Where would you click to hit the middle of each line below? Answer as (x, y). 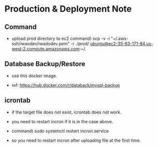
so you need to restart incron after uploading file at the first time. (76, 140)
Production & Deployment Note (68, 9)
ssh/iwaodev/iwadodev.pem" (40, 44)
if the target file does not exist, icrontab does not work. (66, 112)
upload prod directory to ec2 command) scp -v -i (61, 38)
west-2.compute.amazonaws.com (46, 49)
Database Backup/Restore (45, 64)
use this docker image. (34, 76)
